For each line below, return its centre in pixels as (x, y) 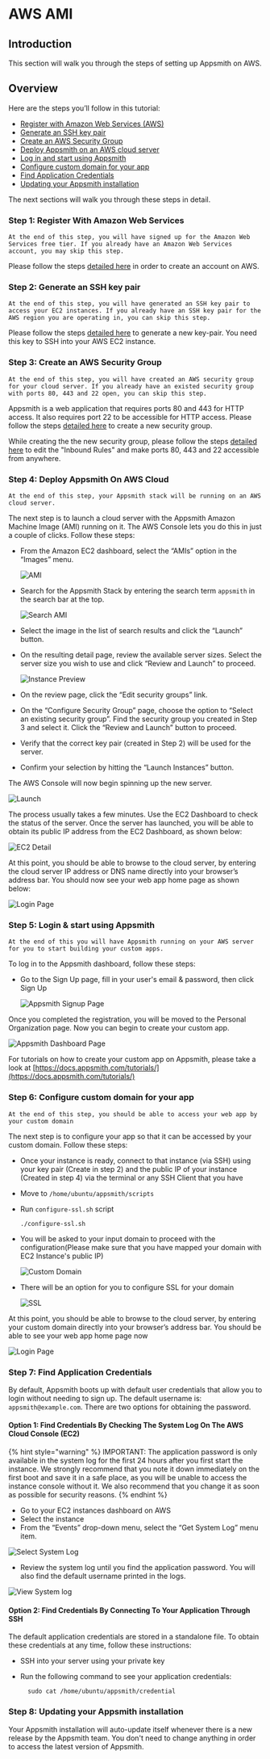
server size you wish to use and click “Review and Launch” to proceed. (138, 663)
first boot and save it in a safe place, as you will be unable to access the (128, 1478)
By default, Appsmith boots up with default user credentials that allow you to (135, 1389)
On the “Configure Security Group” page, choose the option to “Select (137, 710)
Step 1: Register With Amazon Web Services (96, 220)
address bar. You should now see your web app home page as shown (124, 880)
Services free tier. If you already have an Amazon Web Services (120, 244)
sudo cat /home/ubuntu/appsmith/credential (102, 1692)
